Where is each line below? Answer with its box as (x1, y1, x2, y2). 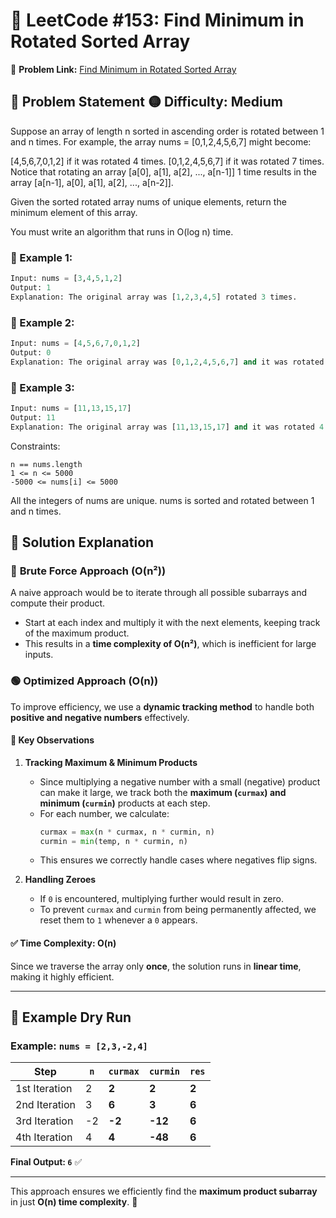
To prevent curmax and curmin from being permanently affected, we (39, 904, 317, 916)
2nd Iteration (15, 1098, 77, 1112)
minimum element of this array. (10, 206, 138, 218)
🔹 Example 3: (10, 380, 75, 394)
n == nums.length (10, 459, 83, 469)
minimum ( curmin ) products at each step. (39, 797, 211, 809)
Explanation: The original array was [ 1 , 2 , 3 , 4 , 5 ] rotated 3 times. (10, 292, 298, 302)
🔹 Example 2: (10, 315, 75, 329)
